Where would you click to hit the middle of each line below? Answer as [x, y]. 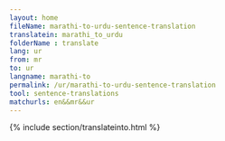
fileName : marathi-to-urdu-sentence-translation [103, 26]
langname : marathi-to [50, 77]
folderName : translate [54, 43]
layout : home [34, 18]
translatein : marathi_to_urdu [66, 34]
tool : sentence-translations [64, 93]
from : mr [26, 60]
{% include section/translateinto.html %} [85, 127]
